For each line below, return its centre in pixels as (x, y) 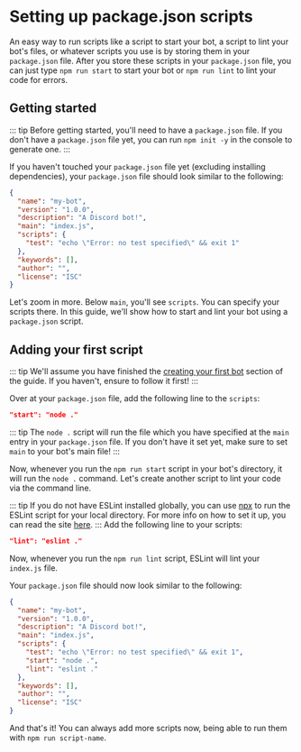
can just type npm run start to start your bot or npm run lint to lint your (143, 70)
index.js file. (34, 568)
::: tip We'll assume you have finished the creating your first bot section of (146, 371)
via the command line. (50, 488)
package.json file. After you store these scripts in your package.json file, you (150, 60)
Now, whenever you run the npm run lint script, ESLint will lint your (135, 558)
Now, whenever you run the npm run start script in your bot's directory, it (146, 468)
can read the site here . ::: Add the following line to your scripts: (126, 524)
